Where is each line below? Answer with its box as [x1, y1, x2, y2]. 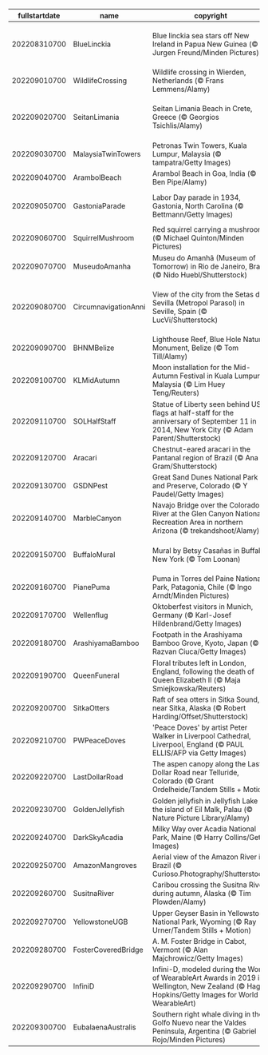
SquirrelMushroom [73, 233, 134, 243]
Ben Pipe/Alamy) [152, 177, 207, 186]
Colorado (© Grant [152, 776, 214, 786]
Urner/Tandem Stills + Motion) [152, 925, 251, 935]
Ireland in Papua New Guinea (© [152, 39, 258, 49]
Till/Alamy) [152, 352, 188, 360]
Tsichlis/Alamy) [152, 121, 203, 130]
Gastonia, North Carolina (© [152, 201, 245, 210]
